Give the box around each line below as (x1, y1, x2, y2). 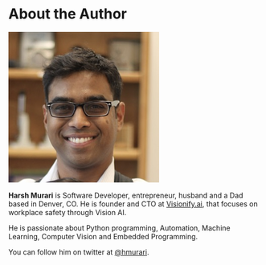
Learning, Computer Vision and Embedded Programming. (8, 231, 198, 241)
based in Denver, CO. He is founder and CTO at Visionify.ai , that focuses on (8, 198, 259, 209)
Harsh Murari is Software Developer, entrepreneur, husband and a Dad (8, 190, 243, 200)
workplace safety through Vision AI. (8, 207, 127, 217)
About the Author (8, 5, 127, 23)
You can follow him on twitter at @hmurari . (8, 247, 149, 257)
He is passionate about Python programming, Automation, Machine (8, 222, 231, 233)
